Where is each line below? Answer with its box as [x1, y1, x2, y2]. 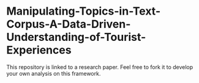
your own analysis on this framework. [6, 70, 101, 77]
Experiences [6, 43, 72, 57]
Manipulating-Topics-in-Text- [6, 4, 161, 18]
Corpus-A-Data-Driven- [6, 17, 131, 31]
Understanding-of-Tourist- [6, 31, 146, 44]
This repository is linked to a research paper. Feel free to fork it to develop [6, 63, 193, 71]
